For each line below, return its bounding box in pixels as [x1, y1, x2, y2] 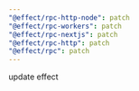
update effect [8, 71, 60, 82]
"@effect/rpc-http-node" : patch [8, 13, 130, 23]
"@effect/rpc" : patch [8, 47, 90, 56]
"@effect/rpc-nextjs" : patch [8, 30, 118, 39]
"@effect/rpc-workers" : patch [8, 22, 123, 31]
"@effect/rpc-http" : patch [8, 38, 110, 48]
